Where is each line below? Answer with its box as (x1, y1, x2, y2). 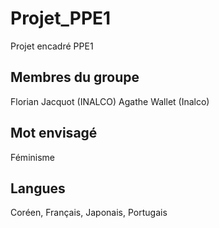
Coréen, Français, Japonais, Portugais (10, 207, 168, 219)
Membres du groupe (10, 69, 140, 86)
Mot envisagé (10, 125, 98, 142)
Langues (10, 180, 66, 197)
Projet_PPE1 (10, 7, 112, 30)
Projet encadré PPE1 (10, 40, 94, 52)
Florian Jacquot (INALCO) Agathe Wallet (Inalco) (10, 95, 210, 107)
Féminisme (10, 151, 56, 163)
